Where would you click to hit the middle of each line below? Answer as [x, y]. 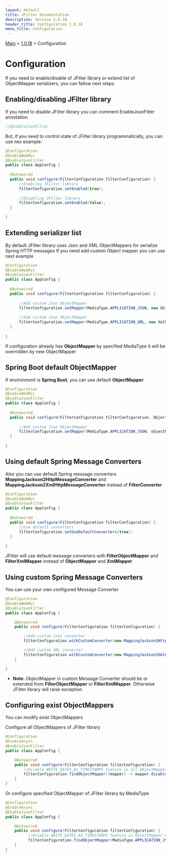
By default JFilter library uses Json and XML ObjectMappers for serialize [81, 245]
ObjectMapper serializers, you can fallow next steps [60, 83]
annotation [17, 117]
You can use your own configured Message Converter [62, 589]
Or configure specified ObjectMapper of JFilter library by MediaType [77, 793]
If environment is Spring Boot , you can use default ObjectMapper [75, 380]
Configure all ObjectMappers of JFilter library [53, 727]
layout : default [22, 10]
